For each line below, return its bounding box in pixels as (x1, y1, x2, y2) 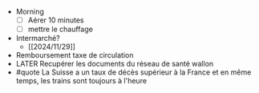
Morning (15, 7, 44, 16)
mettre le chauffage (27, 24, 94, 34)
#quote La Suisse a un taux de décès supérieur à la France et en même (15, 67, 252, 77)
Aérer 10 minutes (27, 15, 84, 25)
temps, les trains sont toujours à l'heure (15, 76, 147, 86)
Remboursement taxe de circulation (15, 51, 134, 60)
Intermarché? (15, 34, 60, 43)
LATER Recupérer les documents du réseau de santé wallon (15, 59, 214, 69)
